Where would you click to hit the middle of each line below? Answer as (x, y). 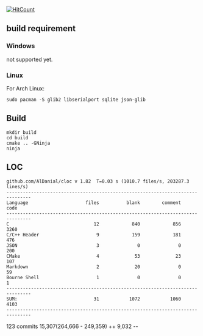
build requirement (41, 28)
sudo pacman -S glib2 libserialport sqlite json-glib (76, 100)
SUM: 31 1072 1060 (94, 299)
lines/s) (17, 186)
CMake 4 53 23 (94, 256)
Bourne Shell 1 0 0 (94, 277)
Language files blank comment (94, 203)
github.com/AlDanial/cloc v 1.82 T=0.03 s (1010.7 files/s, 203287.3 (98, 181)
